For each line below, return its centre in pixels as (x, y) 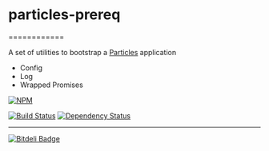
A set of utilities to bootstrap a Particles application (92, 52)
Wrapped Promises (52, 85)
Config (31, 68)
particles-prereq (64, 15)
